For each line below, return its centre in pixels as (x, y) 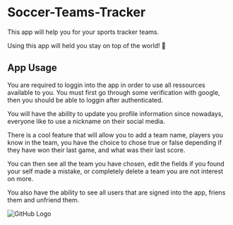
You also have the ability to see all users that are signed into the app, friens (116, 192)
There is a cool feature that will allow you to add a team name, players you (115, 134)
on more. (20, 178)
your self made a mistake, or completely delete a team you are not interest (115, 171)
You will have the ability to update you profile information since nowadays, (115, 113)
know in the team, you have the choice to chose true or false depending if (115, 142)
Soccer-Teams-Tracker (77, 12)
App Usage (32, 68)
